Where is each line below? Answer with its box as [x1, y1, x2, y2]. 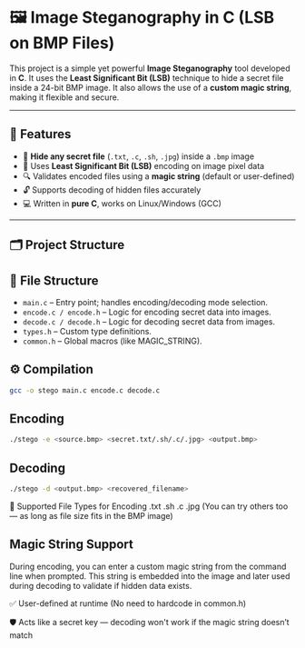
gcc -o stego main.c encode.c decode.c [9, 385, 161, 395]
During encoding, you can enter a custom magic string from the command [9, 561, 287, 572]
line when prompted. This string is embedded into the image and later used [9, 570, 290, 582]
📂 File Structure [9, 273, 99, 288]
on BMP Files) [9, 33, 115, 54]
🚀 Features [9, 126, 72, 142]
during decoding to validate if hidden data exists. [9, 580, 192, 591]
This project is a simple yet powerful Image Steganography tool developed [9, 63, 290, 74]
